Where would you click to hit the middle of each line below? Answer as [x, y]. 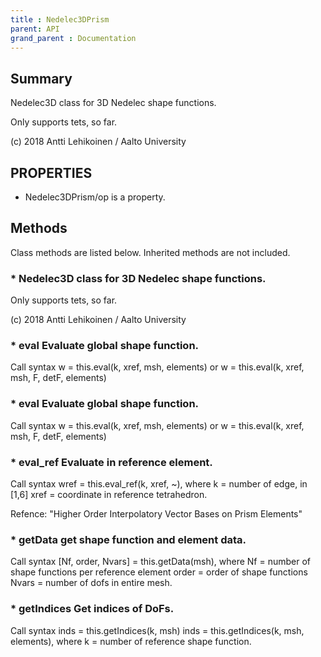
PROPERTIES [51, 172]
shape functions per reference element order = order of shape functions [159, 572]
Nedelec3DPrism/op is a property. [95, 197]
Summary [41, 78]
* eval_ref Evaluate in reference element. [111, 462]
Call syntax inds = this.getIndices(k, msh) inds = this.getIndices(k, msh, [157, 630]
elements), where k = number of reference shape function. [131, 641]
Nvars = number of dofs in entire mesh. [91, 583]
